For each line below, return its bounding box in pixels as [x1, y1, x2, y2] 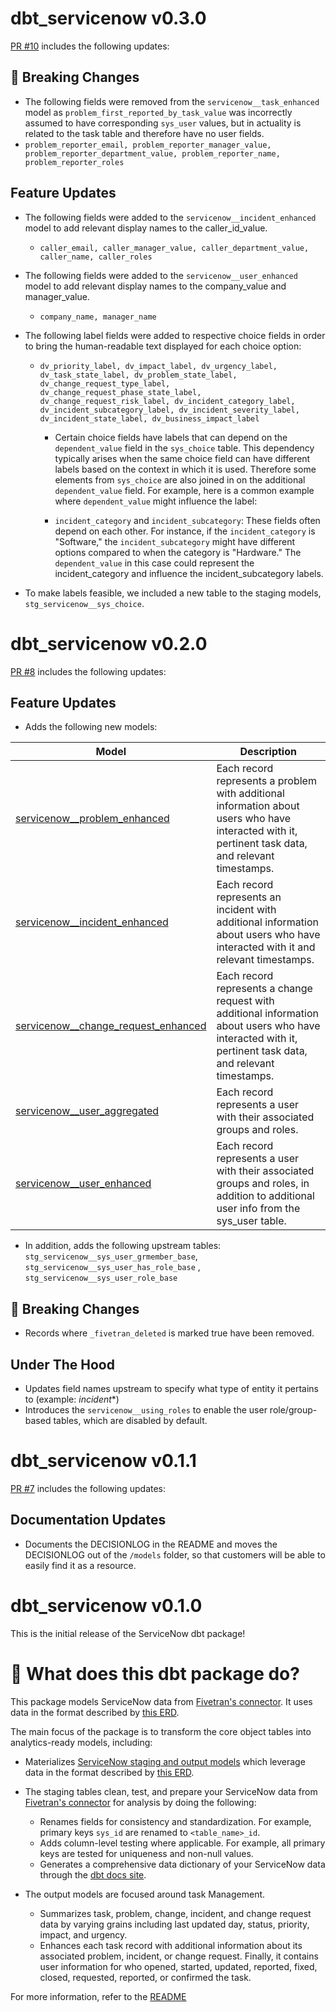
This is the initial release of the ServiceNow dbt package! [10, 1627, 246, 1639]
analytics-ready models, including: [10, 1736, 153, 1748]
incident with [216, 903, 277, 917]
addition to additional [216, 1189, 315, 1203]
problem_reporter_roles [24, 157, 125, 167]
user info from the [216, 1202, 301, 1216]
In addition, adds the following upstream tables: [24, 1240, 222, 1252]
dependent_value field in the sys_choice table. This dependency [54, 442, 315, 454]
